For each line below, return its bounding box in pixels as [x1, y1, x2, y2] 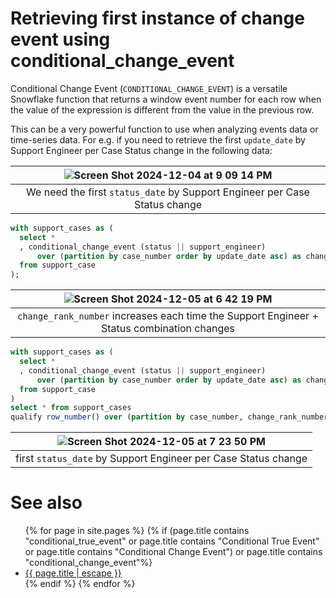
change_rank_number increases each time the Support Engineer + [17, 309, 319, 323]
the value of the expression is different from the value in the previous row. [10, 103, 315, 116]
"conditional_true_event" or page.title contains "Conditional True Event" [24, 535, 320, 547]
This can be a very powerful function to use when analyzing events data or [10, 123, 319, 135]
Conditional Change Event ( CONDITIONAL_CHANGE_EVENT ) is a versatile [10, 82, 288, 94]
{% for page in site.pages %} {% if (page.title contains [24, 525, 250, 537]
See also [10, 492, 83, 514]
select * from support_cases [10, 403, 132, 413]
